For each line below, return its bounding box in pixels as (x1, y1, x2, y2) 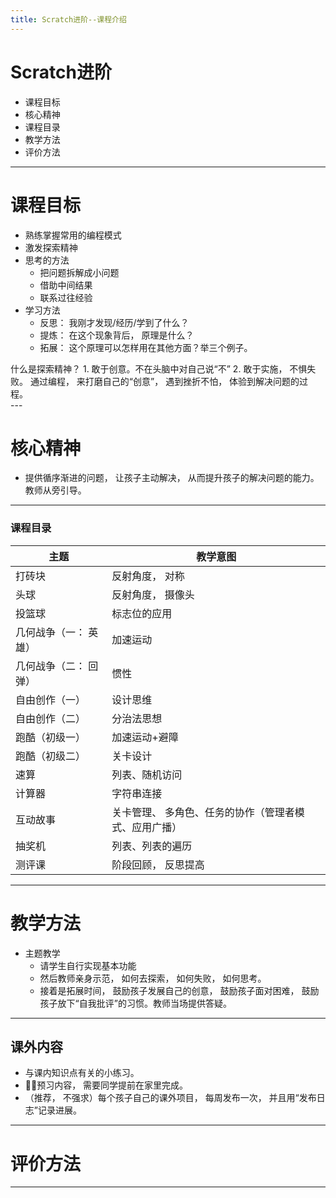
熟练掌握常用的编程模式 (24, 229, 122, 241)
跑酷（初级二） (15, 749, 87, 763)
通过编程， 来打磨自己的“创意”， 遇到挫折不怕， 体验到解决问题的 (29, 375, 300, 387)
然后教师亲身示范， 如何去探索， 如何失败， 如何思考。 (39, 972, 267, 984)
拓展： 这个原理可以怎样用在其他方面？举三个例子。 (39, 341, 253, 353)
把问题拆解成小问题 (39, 266, 120, 278)
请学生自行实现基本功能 (39, 959, 137, 971)
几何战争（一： (15, 625, 87, 639)
